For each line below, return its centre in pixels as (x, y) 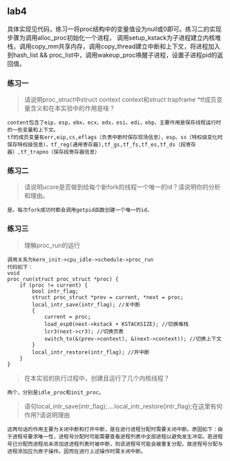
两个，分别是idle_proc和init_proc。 (56, 392)
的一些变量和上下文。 (33, 130)
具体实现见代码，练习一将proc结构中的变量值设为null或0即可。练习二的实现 (115, 29)
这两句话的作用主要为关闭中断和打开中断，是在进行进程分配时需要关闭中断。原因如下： (113, 429)
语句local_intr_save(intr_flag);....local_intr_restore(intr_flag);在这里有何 (123, 406)
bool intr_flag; (55, 291)
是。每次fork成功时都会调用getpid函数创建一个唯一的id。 (80, 210)
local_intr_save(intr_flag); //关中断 (86, 305)
